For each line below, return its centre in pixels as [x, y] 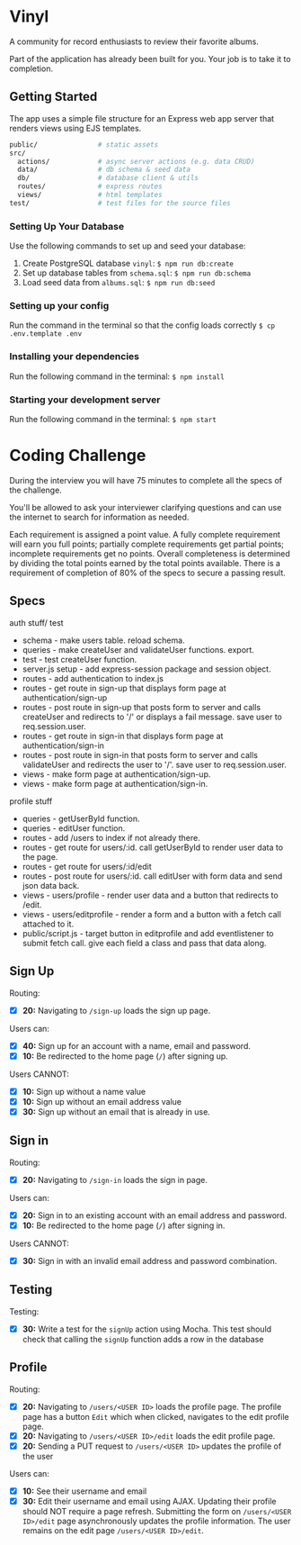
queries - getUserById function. [81, 818]
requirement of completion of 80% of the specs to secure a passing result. [147, 573]
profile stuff [31, 801]
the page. [40, 856]
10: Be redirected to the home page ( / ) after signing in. [124, 1225]
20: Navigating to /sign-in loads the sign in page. [115, 1179]
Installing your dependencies [75, 357]
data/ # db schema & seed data [104, 170]
